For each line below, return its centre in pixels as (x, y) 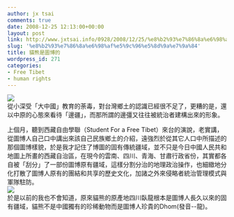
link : (15, 40)
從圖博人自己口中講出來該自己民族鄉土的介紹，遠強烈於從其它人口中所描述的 (117, 139)
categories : (24, 66)
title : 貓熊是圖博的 (34, 53)
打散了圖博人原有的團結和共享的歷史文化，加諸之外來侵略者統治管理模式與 (120, 173)
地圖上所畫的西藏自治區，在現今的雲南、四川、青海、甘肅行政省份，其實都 (114, 156)
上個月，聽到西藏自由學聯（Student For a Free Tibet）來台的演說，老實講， (115, 130)
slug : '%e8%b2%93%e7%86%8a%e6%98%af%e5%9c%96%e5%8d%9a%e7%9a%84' (104, 46)
